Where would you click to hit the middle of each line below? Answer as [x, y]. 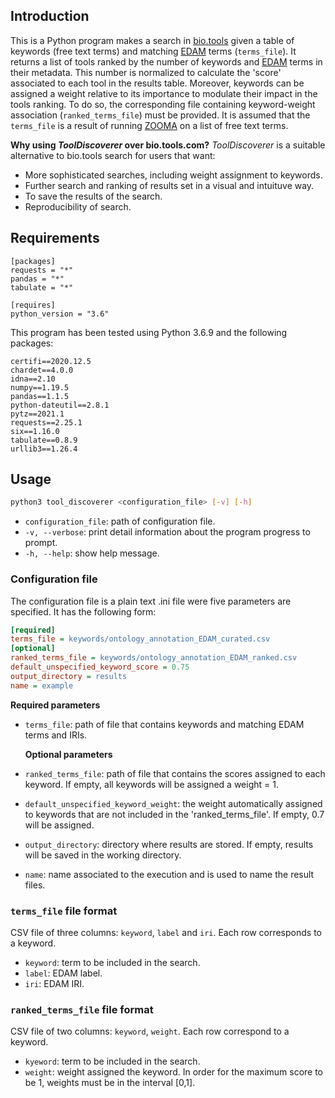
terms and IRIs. [56, 735]
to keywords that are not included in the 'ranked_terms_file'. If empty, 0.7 [174, 814]
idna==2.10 [33, 379]
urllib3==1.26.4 [44, 449]
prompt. [41, 543]
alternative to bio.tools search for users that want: [113, 155]
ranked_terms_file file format [82, 1009]
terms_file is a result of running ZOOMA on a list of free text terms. [149, 125]
